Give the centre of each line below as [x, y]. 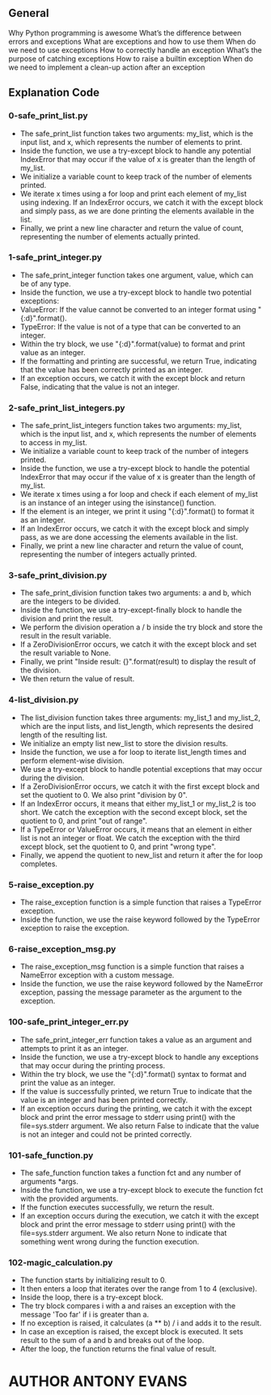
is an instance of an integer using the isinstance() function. [118, 503]
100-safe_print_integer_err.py [69, 1022]
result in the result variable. [66, 636]
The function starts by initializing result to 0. [93, 1280]
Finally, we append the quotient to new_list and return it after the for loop [141, 855]
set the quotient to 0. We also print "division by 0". [104, 795]
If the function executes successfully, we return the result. [117, 1207]
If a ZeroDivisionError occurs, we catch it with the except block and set [138, 644]
